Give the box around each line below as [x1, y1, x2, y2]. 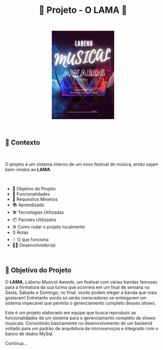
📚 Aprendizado [12, 202, 44, 208]
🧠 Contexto [5, 138, 41, 147]
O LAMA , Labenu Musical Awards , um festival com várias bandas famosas [5, 279, 158, 285]
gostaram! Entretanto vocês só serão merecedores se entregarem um [5, 295, 147, 301]
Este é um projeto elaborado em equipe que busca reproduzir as [5, 310, 136, 316]
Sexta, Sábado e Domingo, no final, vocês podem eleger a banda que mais [5, 290, 157, 295]
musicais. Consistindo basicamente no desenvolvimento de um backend [5, 320, 153, 326]
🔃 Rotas [12, 229, 29, 235]
